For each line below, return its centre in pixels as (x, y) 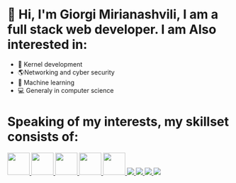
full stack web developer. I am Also (112, 29)
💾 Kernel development (50, 64)
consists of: (43, 137)
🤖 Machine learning (46, 82)
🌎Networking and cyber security (66, 72)
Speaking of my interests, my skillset (118, 122)
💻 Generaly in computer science (66, 90)
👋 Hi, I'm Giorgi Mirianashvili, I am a (113, 15)
